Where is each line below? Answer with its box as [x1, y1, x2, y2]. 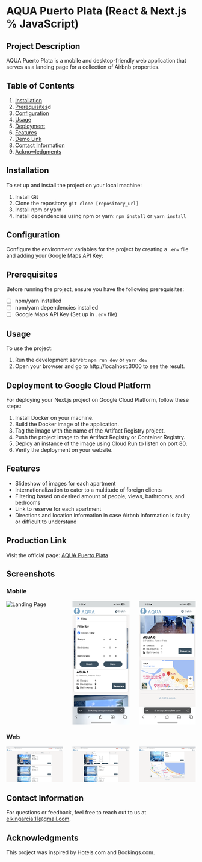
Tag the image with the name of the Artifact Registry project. [14, 427, 165, 434]
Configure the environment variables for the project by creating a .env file [6, 246, 189, 253]
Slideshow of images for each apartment [14, 479, 116, 487]
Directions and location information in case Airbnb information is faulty [14, 511, 191, 519]
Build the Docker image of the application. [14, 420, 119, 428]
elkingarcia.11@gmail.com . [6, 815, 71, 823]
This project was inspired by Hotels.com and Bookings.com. [6, 849, 155, 856]
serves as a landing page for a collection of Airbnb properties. [6, 63, 160, 70]
